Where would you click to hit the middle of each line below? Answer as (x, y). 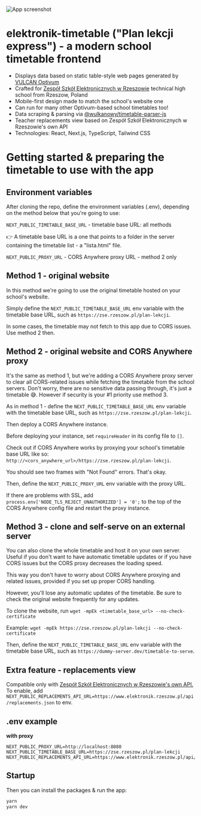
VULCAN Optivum (37, 82)
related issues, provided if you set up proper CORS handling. (81, 581)
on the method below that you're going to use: (63, 213)
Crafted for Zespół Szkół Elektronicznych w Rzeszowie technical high (100, 88)
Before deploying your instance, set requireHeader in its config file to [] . (95, 436)
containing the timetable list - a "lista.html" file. (64, 245)
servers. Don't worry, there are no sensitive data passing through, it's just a (99, 388)
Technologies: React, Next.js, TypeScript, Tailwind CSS (83, 133)
